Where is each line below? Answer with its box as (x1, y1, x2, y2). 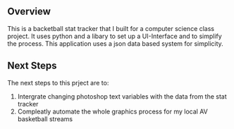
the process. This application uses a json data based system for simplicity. (7, 39, 223, 48)
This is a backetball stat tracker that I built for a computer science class (7, 24, 215, 32)
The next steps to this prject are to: (7, 78, 109, 87)
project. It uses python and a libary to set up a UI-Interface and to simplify (7, 32, 222, 40)
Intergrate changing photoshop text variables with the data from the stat (17, 92, 227, 101)
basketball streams (17, 114, 73, 123)
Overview (7, 6, 51, 18)
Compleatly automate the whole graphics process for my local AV (17, 107, 208, 116)
